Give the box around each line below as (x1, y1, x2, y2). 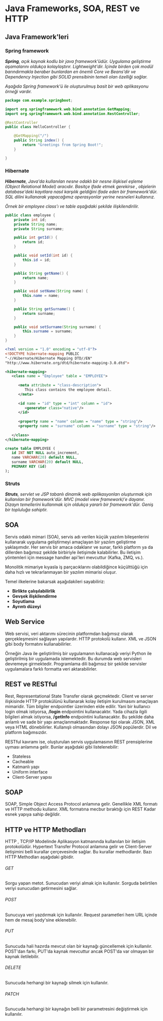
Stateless (12, 753, 31, 759)
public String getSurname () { (14, 307, 75, 311)
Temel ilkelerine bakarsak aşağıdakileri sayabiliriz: (5, 578, 106, 584)
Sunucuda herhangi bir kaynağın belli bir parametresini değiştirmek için (5, 1006, 148, 1012)
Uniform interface (12, 769, 48, 775)
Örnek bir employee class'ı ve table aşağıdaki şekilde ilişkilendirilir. (5, 203, 139, 209)
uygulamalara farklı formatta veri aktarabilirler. (5, 666, 97, 672)
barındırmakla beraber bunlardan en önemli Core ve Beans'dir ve (5, 69, 136, 75)
